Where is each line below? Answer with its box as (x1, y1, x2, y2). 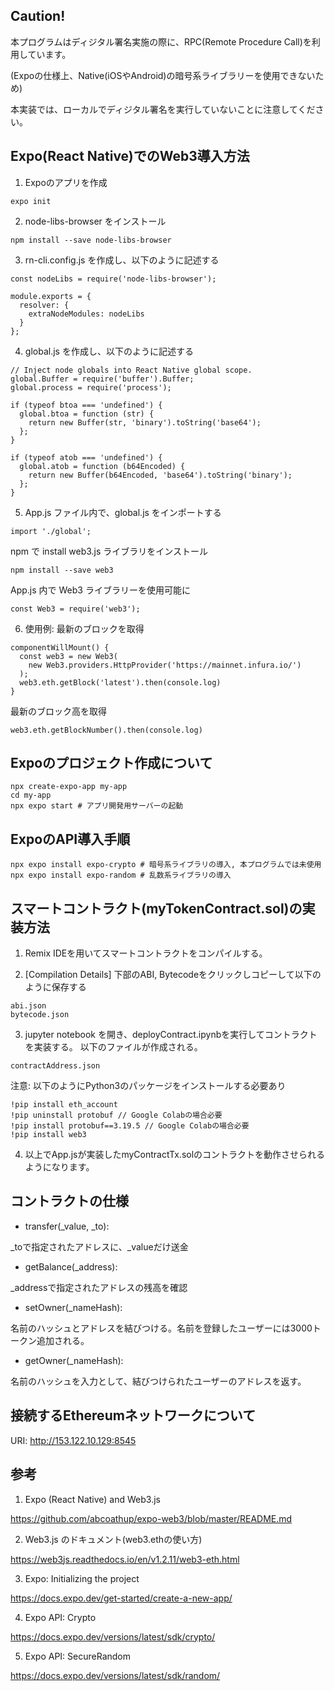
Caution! (10, 8, 66, 25)
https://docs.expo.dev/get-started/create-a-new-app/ (10, 1592, 233, 1604)
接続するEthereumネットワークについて (10, 1407, 257, 1424)
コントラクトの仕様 (10, 1193, 129, 1210)
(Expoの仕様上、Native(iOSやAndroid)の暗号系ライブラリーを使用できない (10, 69, 316, 81)
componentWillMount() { (10, 642, 110, 653)
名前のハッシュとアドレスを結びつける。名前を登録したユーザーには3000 (10, 1322, 313, 1334)
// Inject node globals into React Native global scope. (10, 365, 253, 375)
